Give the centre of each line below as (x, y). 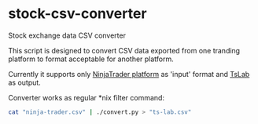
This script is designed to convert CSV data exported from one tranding (124, 50)
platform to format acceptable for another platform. (91, 59)
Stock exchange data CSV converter (67, 35)
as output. (24, 82)
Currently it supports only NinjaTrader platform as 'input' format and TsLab (129, 74)
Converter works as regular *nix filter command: (87, 97)
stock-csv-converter (77, 14)
